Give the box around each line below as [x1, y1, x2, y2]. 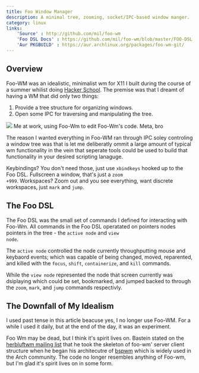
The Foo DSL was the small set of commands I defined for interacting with [6, 217, 188, 224]
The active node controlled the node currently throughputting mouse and [6, 247, 186, 254]
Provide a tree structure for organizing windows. [14, 104, 134, 111]
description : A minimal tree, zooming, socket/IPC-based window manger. [6, 14, 190, 20]
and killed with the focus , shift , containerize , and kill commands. [6, 259, 171, 267]
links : [6, 25, 23, 32]
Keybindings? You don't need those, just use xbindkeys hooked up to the [6, 164, 184, 171]
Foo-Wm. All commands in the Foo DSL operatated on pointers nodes [6, 222, 176, 230]
